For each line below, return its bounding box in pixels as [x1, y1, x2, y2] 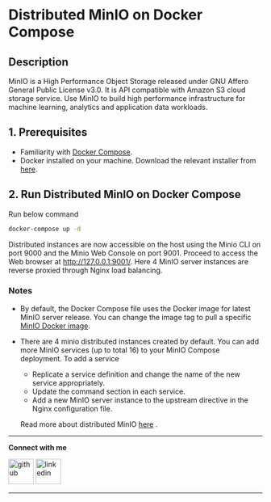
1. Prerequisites [8, 125, 88, 139]
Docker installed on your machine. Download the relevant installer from [19, 155, 256, 165]
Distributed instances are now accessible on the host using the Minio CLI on [8, 239, 261, 249]
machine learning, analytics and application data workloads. [8, 103, 208, 112]
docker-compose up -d [8, 225, 81, 233]
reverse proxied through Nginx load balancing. [8, 265, 163, 275]
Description [8, 55, 69, 69]
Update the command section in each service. [31, 386, 186, 396]
